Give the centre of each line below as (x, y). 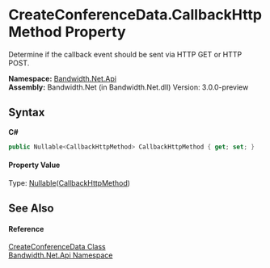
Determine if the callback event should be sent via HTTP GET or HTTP (125, 54)
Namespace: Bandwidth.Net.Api (63, 78)
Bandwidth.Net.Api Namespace (61, 255)
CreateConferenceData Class (57, 247)
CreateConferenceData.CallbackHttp (135, 15)
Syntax (27, 113)
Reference (26, 228)
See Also (31, 209)
